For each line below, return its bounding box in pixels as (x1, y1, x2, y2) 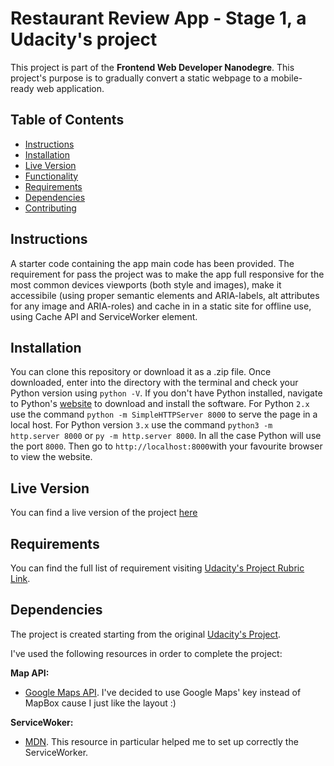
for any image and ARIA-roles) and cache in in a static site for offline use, (10, 300, 312, 312)
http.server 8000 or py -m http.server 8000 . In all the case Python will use (10, 430, 322, 442)
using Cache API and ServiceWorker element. (10, 310, 198, 322)
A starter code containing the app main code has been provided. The (10, 257, 295, 269)
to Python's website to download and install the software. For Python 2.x (10, 398, 310, 410)
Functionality (24, 170, 79, 182)
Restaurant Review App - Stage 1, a (10, 7, 307, 30)
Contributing (24, 202, 77, 214)
